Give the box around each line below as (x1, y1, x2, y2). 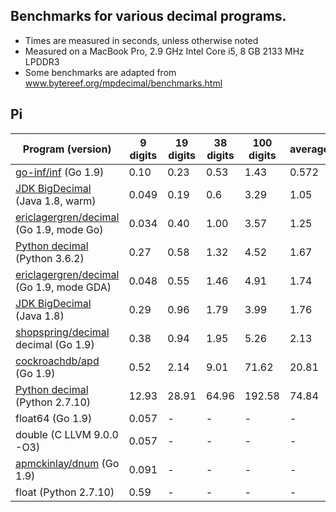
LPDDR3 (24, 55, 60, 68)
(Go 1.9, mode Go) (15, 222, 104, 236)
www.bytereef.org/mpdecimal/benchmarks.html (24, 77, 223, 89)
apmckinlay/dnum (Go (15, 456, 120, 470)
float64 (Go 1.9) (15, 411, 93, 425)
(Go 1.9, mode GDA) (15, 280, 112, 294)
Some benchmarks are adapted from (24, 66, 177, 78)
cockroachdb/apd (15, 354, 100, 368)
